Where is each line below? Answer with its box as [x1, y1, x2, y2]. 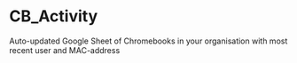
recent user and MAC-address [9, 44, 121, 55]
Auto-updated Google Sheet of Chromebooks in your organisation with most [9, 35, 288, 46]
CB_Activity [9, 6, 98, 27]
